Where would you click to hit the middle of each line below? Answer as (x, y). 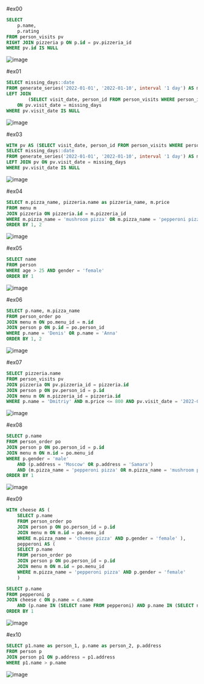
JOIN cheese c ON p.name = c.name (50, 600)
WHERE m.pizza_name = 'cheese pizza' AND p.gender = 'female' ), (102, 538)
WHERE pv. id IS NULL (32, 48)
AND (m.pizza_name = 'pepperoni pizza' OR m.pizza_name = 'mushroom (106, 470)
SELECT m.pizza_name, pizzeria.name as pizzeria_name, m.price (88, 202)
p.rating (28, 31)
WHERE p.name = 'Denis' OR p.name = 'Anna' (62, 333)
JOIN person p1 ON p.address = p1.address (61, 657)
